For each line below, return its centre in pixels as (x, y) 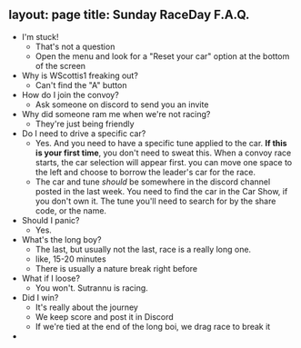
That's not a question (75, 46)
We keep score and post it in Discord (104, 316)
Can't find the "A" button (81, 85)
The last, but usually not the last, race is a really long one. (143, 249)
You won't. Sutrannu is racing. (92, 288)
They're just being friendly (85, 124)
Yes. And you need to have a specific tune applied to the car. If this (161, 143)
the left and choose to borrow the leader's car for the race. (145, 172)
